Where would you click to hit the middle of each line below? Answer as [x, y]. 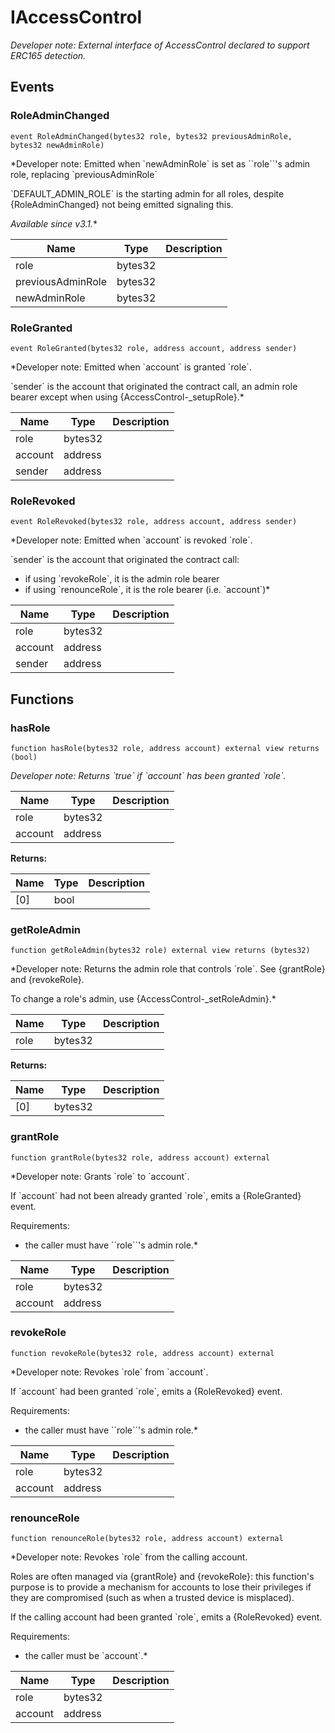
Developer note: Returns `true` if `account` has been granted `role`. [148, 775]
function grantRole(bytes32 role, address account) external [140, 1157]
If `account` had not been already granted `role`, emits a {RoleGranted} [156, 1195]
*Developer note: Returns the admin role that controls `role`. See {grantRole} [168, 969]
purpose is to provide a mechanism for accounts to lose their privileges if [161, 1587]
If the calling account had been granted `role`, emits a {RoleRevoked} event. [166, 1617]
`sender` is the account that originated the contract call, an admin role [154, 386]
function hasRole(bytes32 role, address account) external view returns [165, 748]
